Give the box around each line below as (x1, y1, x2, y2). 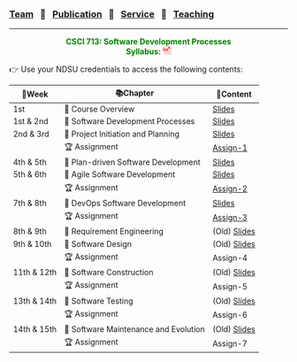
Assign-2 (211, 183, 247, 194)
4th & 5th (12, 157, 47, 167)
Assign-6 (211, 310, 247, 320)
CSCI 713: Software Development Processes (65, 36, 232, 47)
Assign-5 (211, 281, 247, 291)
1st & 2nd (12, 116, 49, 127)
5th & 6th (12, 169, 47, 180)
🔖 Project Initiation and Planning (64, 128, 179, 139)
